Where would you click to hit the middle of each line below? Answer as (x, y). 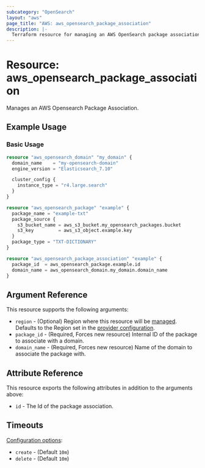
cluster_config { (34, 180)
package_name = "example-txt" (50, 214)
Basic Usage (25, 144)
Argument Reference (47, 295)
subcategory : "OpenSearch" (41, 12)
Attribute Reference (45, 373)
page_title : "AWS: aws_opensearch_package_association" (79, 23)
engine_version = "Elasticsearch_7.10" (63, 169)
